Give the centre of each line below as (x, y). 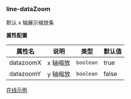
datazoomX (25, 63)
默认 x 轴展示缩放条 (30, 23)
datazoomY (25, 74)
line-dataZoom (28, 9)
